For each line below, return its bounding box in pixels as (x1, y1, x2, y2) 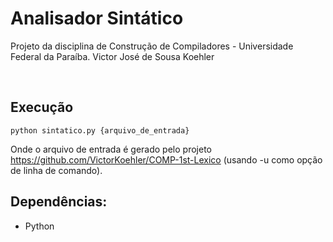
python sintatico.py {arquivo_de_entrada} (10, 125, 190, 136)
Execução (10, 99, 74, 116)
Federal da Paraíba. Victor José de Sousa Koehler (10, 50, 215, 62)
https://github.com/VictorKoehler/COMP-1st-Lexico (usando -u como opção (10, 153, 323, 166)
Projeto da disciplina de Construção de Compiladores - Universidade (10, 40, 294, 52)
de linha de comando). (10, 164, 103, 176)
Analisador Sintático (10, 7, 184, 30)
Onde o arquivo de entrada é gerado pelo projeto (10, 143, 212, 155)
